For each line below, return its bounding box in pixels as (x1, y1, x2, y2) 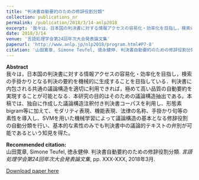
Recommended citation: (6, 141, 67, 148)
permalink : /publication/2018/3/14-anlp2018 (6, 19, 118, 25)
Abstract (6, 63, 28, 70)
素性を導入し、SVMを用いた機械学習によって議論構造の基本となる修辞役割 (6, 114, 188, 122)
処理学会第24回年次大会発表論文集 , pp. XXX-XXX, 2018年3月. (6, 155, 155, 162)
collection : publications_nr (6, 14, 78, 20)
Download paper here (6, 167, 59, 174)
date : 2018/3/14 (6, 31, 46, 37)
